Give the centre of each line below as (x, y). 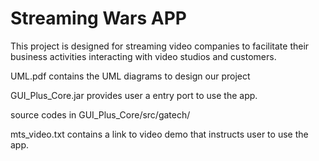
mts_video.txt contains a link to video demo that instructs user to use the (159, 134)
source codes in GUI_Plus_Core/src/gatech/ (100, 114)
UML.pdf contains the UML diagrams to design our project (130, 76)
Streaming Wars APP (99, 18)
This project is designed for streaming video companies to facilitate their (160, 46)
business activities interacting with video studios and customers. (143, 56)
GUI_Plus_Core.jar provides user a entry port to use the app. (134, 95)
